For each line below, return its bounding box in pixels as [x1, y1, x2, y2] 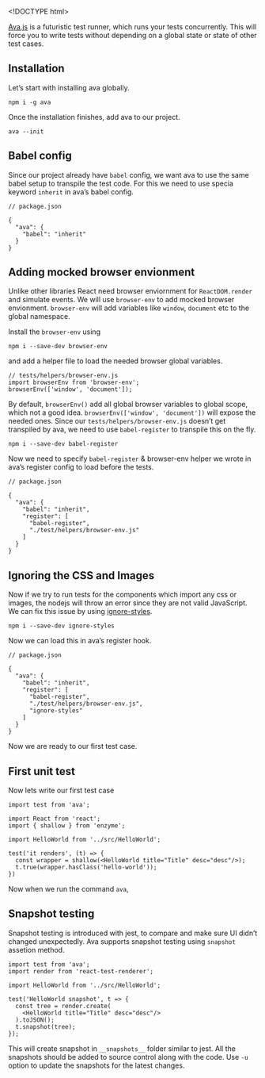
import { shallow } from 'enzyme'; [8, 822, 126, 830]
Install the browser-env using [8, 327, 101, 336]
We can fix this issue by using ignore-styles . [8, 607, 153, 616]
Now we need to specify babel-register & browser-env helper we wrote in [8, 454, 252, 463]
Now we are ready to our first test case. [8, 742, 138, 751]
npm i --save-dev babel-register [8, 440, 119, 448]
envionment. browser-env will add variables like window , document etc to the [8, 303, 250, 313]
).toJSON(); [15, 1015, 55, 1024]
